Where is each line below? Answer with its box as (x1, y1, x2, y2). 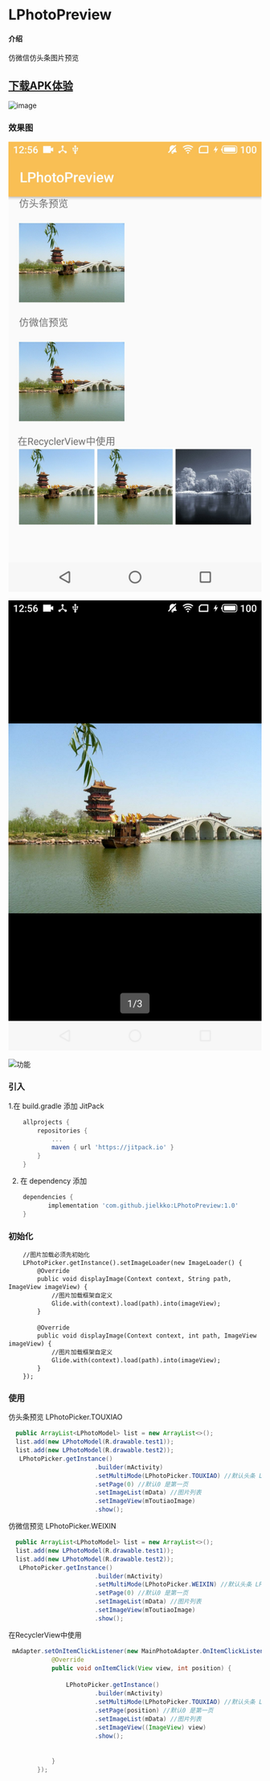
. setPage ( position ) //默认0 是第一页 (94, 1706, 214, 1714)
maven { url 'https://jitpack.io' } (51, 1144, 174, 1152)
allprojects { (22, 1118, 70, 1126)
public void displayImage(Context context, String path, (37, 1275, 231, 1283)
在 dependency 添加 (19, 1176, 88, 1186)
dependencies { (22, 1193, 74, 1202)
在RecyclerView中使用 (8, 1630, 82, 1640)
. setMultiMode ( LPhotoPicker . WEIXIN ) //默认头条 (94, 1581, 252, 1589)
